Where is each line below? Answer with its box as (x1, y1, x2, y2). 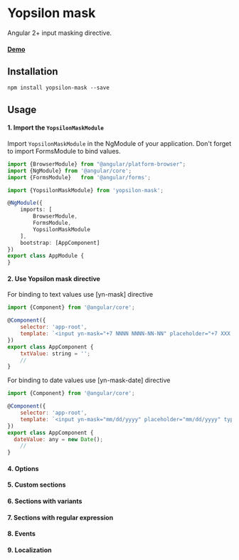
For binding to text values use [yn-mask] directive (7, 290, 154, 299)
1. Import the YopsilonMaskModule (7, 123, 105, 132)
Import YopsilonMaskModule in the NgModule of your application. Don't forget (7, 139, 232, 147)
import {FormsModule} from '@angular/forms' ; (7, 174, 152, 181)
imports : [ (20, 206, 53, 213)
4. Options (7, 464, 39, 472)
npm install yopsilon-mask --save (7, 84, 110, 92)
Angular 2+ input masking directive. (7, 28, 112, 37)
